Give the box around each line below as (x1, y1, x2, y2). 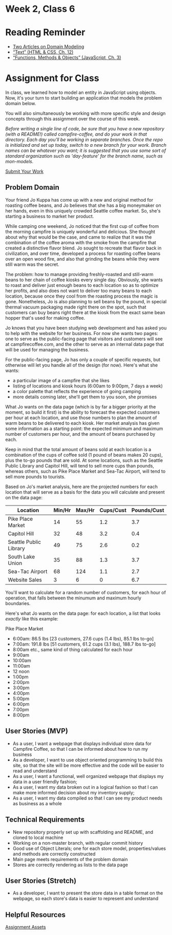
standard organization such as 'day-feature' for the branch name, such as (5, 153, 163, 159)
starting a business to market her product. (5, 213, 94, 219)
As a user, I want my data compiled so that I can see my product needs (12, 795, 163, 801)
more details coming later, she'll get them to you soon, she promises (12, 394, 157, 400)
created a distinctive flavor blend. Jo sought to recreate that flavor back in (5, 245, 162, 251)
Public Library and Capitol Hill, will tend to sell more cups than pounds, (5, 462, 155, 469)
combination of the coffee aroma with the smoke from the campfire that (5, 239, 156, 245)
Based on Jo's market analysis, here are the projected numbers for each (5, 483, 158, 490)
